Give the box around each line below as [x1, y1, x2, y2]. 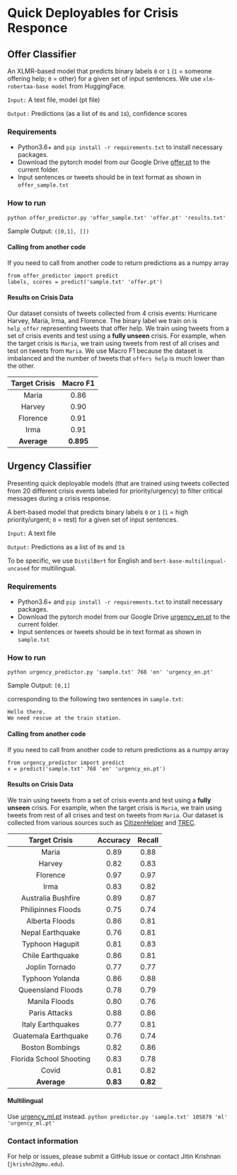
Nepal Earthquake [21, 928, 81, 937]
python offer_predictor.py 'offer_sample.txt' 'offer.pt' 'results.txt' [7, 214, 226, 221]
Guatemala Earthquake [13, 1031, 89, 1041]
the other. [7, 362, 35, 370]
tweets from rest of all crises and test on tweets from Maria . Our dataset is [7, 811, 224, 819]
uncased [7, 565, 30, 572]
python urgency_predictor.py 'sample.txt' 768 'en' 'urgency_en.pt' [7, 669, 214, 676]
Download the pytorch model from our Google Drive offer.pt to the [17, 158, 211, 167]
